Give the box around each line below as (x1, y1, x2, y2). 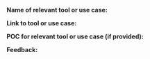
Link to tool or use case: (6, 19, 77, 27)
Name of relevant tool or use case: (6, 6, 108, 14)
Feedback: (6, 46, 38, 54)
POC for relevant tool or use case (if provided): (6, 32, 144, 40)
